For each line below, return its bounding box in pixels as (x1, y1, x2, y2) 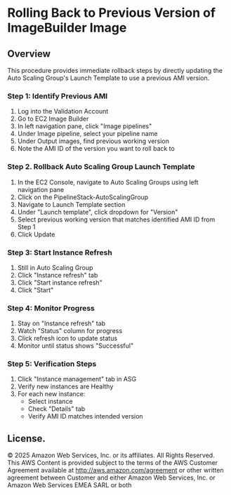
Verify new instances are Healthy (17, 382, 114, 391)
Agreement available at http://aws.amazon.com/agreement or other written (7, 466, 224, 475)
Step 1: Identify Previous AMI (7, 91, 108, 101)
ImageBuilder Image (7, 20, 127, 36)
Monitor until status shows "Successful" (17, 341, 134, 350)
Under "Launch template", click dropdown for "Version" (17, 208, 178, 216)
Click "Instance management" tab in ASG (17, 375, 137, 384)
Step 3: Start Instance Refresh (7, 247, 112, 257)
